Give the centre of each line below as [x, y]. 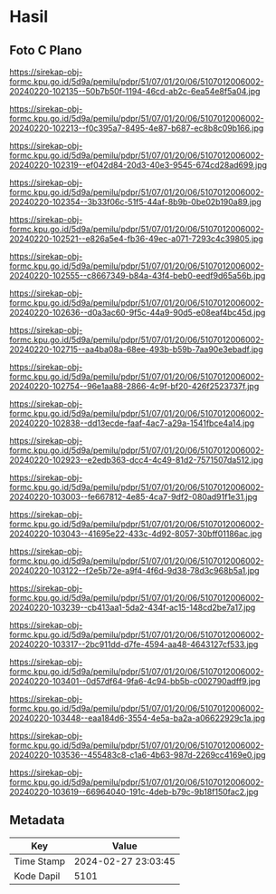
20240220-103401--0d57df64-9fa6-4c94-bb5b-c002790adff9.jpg [135, 681]
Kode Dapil [37, 876]
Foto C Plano [46, 50]
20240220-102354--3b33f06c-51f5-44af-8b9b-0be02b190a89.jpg [136, 202]
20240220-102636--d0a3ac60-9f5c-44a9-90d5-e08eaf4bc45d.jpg [138, 312]
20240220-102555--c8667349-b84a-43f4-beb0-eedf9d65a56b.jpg [138, 275]
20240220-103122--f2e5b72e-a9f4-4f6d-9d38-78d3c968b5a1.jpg [134, 570]
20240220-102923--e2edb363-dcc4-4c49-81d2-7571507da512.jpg [137, 460]
